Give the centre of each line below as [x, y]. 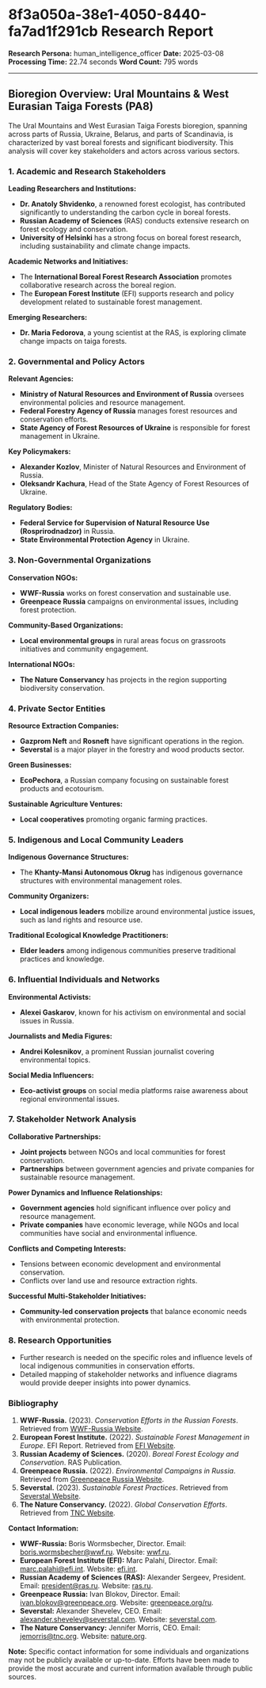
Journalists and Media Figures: [60, 1036]
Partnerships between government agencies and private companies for [137, 1168]
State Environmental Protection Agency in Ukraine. [104, 539]
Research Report [157, 31]
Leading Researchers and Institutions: [72, 189]
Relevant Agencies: [41, 379]
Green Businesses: [40, 764]
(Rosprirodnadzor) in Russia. [67, 532]
